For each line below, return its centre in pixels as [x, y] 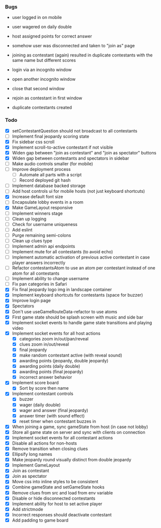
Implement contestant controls [43, 394]
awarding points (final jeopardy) [51, 372]
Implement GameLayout [36, 465]
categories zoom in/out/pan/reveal [54, 339]
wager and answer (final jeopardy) [54, 410]
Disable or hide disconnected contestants [54, 498]
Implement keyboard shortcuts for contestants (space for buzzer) [77, 295]
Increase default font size [37, 197]
